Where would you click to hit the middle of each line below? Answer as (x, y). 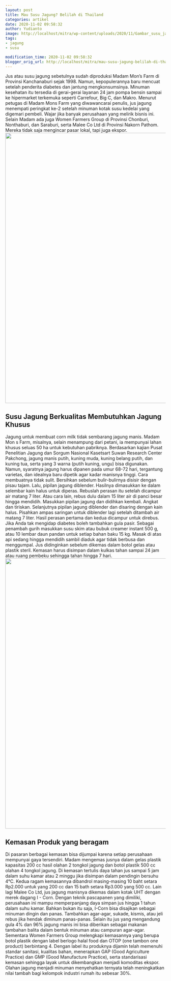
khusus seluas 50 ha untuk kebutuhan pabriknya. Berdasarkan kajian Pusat (84, 448)
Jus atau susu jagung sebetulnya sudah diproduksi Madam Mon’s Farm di (82, 76)
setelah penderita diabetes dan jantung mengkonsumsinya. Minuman (78, 87)
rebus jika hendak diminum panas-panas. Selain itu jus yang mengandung (83, 919)
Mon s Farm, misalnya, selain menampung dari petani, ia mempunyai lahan (83, 442)
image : (12, 34)
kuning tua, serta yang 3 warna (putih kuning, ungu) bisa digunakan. (77, 464)
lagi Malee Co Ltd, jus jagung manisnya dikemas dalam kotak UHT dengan (83, 892)
